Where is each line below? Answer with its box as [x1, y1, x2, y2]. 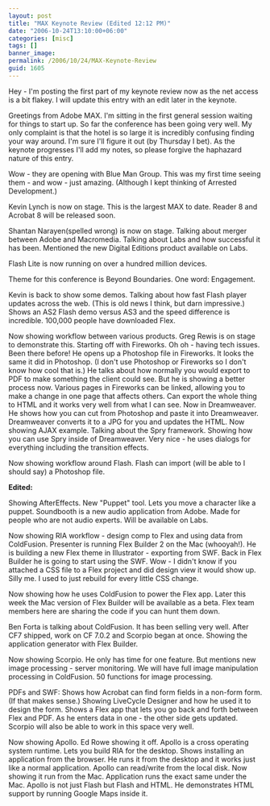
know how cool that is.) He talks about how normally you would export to [8, 365, 251, 375]
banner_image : [8, 49, 56, 57]
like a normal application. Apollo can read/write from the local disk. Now [8, 762, 247, 772]
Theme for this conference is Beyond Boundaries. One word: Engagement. [8, 274, 255, 284]
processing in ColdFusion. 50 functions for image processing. [8, 671, 214, 681]
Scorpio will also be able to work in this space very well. [8, 721, 195, 731]
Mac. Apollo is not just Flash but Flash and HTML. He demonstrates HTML [8, 779, 255, 790]
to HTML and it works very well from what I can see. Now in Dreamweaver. [8, 400, 256, 409]
